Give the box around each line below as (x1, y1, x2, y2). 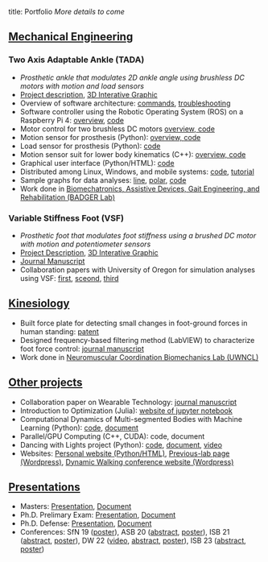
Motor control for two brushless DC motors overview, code (19, 124, 216, 134)
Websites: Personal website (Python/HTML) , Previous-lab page (19, 448, 230, 458)
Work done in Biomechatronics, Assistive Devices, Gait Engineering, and (19, 184, 260, 193)
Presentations (8, 481, 80, 494)
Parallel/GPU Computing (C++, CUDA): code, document (19, 431, 205, 441)
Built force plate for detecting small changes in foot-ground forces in (19, 318, 248, 328)
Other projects (8, 376, 83, 390)
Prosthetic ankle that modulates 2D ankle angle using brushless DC (19, 72, 245, 82)
